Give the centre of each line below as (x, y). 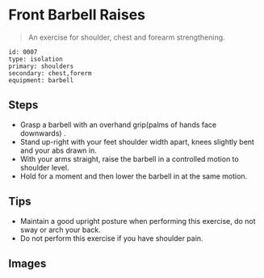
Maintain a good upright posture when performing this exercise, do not (138, 221)
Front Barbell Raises (77, 15)
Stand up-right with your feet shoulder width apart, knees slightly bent (137, 141)
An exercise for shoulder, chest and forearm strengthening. (126, 37)
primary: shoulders (41, 66)
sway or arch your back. (60, 230)
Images (27, 263)
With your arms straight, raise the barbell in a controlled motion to (130, 158)
